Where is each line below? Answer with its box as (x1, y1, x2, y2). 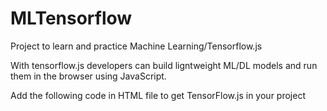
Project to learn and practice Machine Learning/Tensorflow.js (10, 40, 263, 52)
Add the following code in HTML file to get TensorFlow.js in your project (10, 89, 306, 101)
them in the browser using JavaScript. (10, 70, 167, 82)
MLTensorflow (10, 7, 133, 30)
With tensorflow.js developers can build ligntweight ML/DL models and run (10, 59, 318, 71)
